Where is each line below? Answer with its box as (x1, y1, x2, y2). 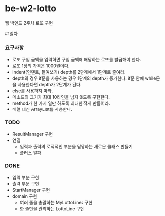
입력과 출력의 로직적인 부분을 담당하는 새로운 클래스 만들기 (19, 143, 133, 149)
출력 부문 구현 (12, 180, 39, 187)
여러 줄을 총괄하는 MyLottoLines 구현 (19, 199, 93, 205)
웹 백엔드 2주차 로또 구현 (5, 20, 53, 26)
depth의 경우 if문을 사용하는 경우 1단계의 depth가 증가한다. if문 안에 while (12, 75, 156, 81)
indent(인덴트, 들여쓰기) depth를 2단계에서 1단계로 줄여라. (12, 69, 126, 75)
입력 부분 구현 (12, 174, 39, 180)
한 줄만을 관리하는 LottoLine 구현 (19, 205, 84, 212)
